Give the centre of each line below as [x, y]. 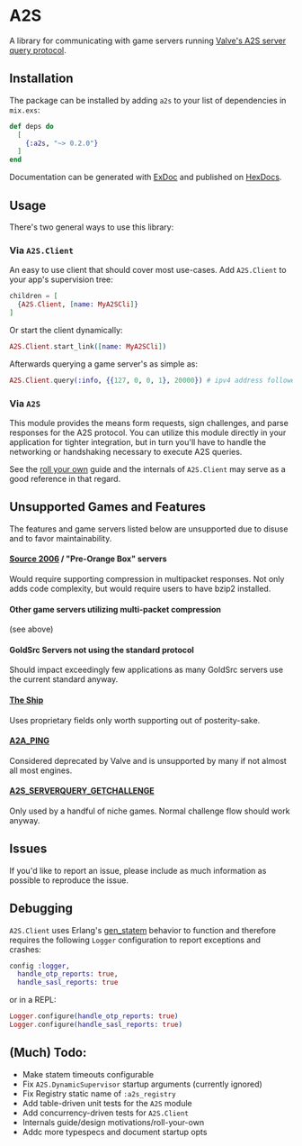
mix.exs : [25, 110]
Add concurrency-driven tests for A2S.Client [105, 1113]
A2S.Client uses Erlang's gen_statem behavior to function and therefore [143, 930]
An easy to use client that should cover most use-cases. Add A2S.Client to [148, 270]
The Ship [27, 700]
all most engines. [41, 770]
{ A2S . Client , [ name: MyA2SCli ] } [78, 305]
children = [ [34, 296]
